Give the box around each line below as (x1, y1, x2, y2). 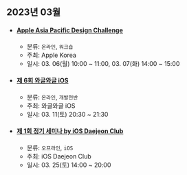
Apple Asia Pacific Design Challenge (16, 26, 123, 34)
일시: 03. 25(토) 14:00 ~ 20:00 (26, 161, 111, 169)
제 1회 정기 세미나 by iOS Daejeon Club (16, 127, 124, 135)
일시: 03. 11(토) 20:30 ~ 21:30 (26, 110, 109, 118)
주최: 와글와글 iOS (26, 102, 76, 110)
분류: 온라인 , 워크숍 (26, 42, 74, 50)
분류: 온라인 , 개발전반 (26, 93, 78, 101)
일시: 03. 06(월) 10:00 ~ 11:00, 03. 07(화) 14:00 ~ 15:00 (26, 59, 180, 67)
